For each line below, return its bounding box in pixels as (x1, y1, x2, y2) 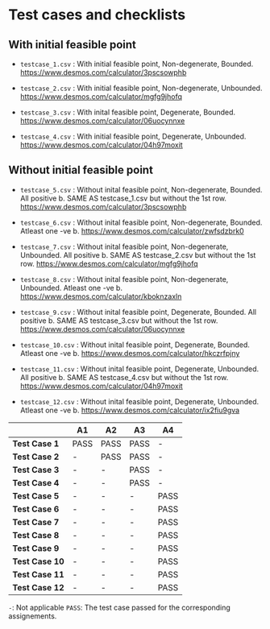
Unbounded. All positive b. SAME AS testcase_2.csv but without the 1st (19, 250, 256, 259)
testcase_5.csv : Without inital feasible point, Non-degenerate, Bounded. (19, 184, 263, 194)
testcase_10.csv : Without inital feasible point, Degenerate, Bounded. (19, 340, 250, 350)
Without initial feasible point (8, 163, 153, 177)
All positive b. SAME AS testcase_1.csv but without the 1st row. (19, 193, 227, 203)
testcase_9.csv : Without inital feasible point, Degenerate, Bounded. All (19, 307, 256, 317)
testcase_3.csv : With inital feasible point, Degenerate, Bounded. (19, 107, 236, 117)
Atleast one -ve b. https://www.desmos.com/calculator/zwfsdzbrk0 (19, 226, 244, 235)
